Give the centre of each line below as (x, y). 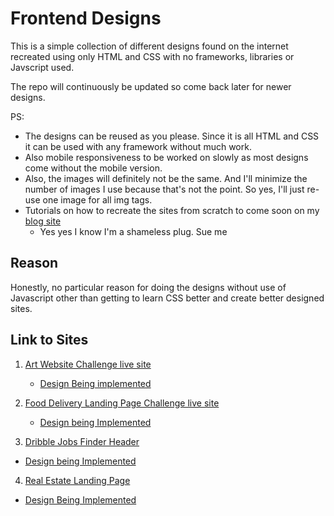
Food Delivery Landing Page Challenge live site (122, 403)
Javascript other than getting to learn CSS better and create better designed (167, 298)
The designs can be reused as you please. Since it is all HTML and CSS (172, 136)
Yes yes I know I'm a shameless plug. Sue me (133, 231)
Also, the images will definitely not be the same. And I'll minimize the (166, 178)
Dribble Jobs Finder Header (82, 441)
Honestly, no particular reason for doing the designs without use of (148, 287)
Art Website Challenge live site (88, 364)
